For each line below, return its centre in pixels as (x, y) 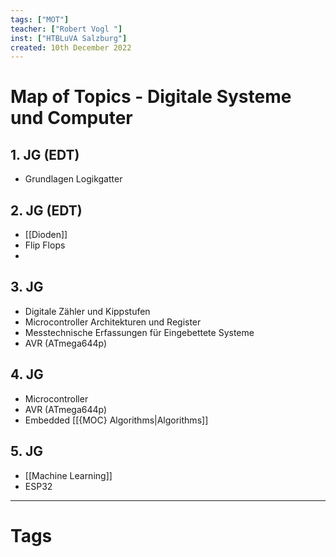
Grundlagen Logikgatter (73, 179)
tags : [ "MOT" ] (40, 19)
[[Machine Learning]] (68, 475)
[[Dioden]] (46, 235)
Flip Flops (45, 245)
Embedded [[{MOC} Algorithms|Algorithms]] (116, 420)
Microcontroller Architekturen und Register (113, 322)
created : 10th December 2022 (71, 47)
